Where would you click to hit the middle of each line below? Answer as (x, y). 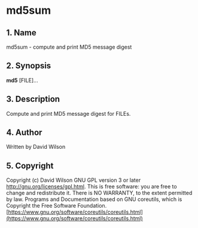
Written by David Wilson (36, 147)
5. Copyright (30, 166)
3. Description (33, 99)
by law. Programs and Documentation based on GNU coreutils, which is (94, 199)
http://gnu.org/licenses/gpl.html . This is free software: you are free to (92, 187)
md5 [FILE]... (22, 80)
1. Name (22, 33)
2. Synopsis (29, 66)
